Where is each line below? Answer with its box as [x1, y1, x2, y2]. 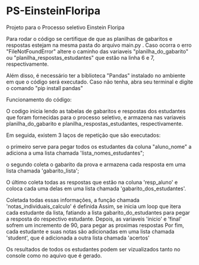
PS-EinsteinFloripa [6, 4, 101, 18]
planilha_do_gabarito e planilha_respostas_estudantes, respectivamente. [6, 120, 183, 127]
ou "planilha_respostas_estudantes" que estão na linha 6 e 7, [6, 54, 155, 61]
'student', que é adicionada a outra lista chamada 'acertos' [6, 234, 150, 241]
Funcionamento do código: [6, 96, 72, 103]
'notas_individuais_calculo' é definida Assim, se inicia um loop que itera [6, 203, 181, 210]
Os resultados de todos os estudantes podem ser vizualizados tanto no [6, 245, 181, 253]
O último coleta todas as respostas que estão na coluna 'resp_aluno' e [6, 178, 178, 186]
